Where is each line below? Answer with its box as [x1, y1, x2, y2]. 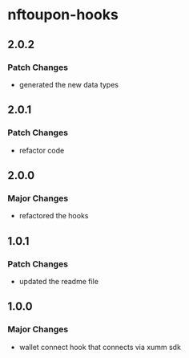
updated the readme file [18, 276, 99, 286]
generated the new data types [18, 79, 119, 89]
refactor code [18, 145, 65, 155]
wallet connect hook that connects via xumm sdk [18, 342, 182, 352]
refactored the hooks [18, 211, 89, 221]
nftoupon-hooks [7, 6, 119, 24]
